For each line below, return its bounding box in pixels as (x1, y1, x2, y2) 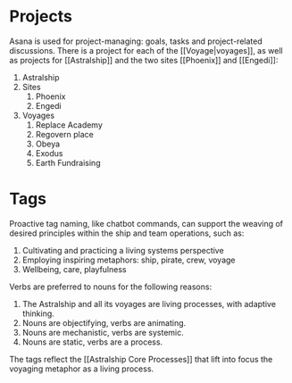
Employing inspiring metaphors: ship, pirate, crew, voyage (21, 254, 236, 265)
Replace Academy (35, 119, 103, 130)
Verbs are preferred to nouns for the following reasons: (9, 281, 213, 292)
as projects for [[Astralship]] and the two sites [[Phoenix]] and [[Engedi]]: (9, 54, 279, 65)
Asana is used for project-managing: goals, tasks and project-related (9, 36, 263, 46)
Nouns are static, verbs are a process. (21, 337, 163, 347)
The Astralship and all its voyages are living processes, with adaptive (21, 298, 277, 309)
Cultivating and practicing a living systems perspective (21, 245, 225, 255)
